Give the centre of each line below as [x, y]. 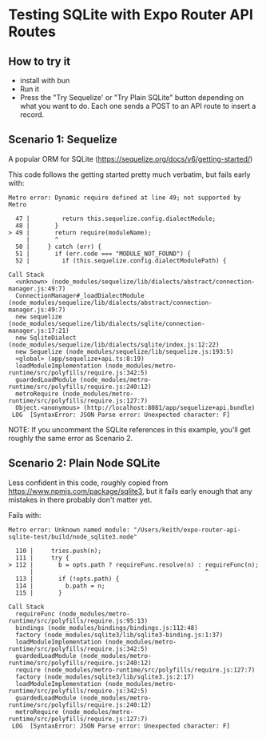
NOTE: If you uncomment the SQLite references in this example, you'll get [129, 429]
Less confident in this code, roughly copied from [88, 483]
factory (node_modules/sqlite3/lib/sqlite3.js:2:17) [105, 677]
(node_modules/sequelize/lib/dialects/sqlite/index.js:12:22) [114, 345]
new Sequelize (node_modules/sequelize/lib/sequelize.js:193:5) [125, 351]
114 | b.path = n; [60, 586]
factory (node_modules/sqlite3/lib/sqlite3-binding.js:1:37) [119, 635]
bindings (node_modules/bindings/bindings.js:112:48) [107, 628]
